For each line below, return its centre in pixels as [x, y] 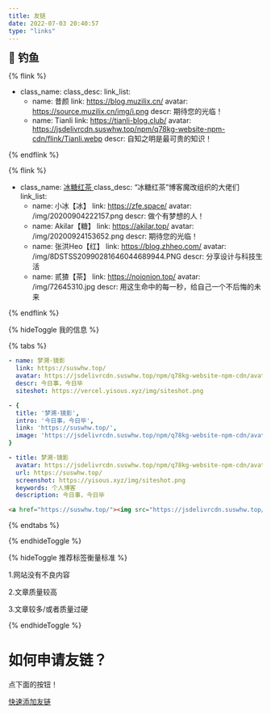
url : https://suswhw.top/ [59, 473]
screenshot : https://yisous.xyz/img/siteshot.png [100, 480]
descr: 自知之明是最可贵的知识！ [158, 139]
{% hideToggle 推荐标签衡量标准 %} [68, 558]
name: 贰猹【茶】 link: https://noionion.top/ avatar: [116, 277]
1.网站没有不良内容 [39, 575]
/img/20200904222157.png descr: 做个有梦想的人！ [118, 216]
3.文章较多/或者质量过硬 [48, 609]
